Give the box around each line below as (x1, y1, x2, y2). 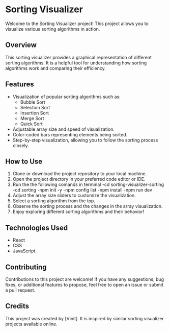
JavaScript (12, 248, 36, 254)
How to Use (5, 157, 43, 165)
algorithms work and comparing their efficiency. (5, 65, 106, 71)
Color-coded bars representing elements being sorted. (12, 131, 128, 137)
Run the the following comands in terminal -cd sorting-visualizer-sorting (12, 181, 164, 187)
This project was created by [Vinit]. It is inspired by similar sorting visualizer (5, 315, 164, 321)
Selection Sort (20, 104, 50, 110)
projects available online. (5, 321, 58, 327)
